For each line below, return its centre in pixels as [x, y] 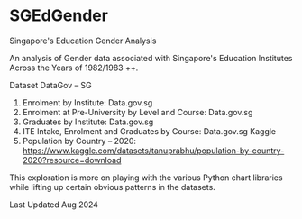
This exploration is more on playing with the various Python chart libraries [146, 178]
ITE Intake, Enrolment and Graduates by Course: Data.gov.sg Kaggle [149, 131]
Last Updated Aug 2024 [54, 205]
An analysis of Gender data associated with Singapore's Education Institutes [151, 58]
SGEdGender [59, 16]
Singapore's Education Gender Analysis [83, 41]
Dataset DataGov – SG [50, 85]
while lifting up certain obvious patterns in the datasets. [113, 187]
